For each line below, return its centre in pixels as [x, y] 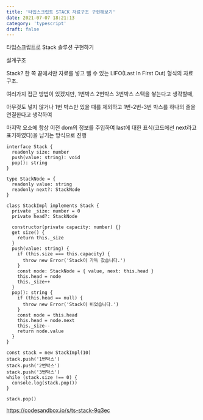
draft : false [23, 29]
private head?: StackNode [45, 217]
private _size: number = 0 [46, 211]
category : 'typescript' [37, 23]
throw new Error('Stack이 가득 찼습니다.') [74, 261]
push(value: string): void [46, 158]
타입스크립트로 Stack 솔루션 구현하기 [50, 47]
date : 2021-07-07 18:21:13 [41, 18]
